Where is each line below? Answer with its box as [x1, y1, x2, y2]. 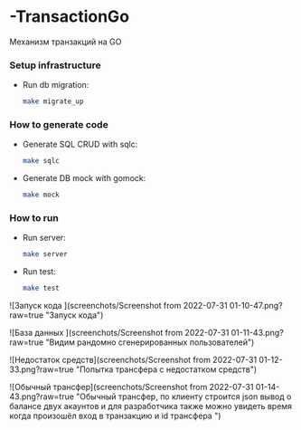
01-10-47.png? [229, 301, 283, 311]
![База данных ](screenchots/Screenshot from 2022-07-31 [9, 328, 230, 339]
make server [22, 250, 68, 259]
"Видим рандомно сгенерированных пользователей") [45, 337, 255, 348]
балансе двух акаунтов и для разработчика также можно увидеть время [9, 401, 292, 412]
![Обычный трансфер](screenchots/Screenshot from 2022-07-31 [9, 382, 254, 393]
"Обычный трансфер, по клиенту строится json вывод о [76, 391, 292, 402]
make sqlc [22, 157, 61, 166]
